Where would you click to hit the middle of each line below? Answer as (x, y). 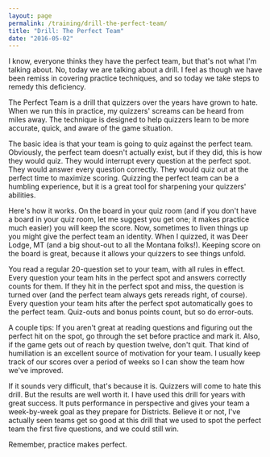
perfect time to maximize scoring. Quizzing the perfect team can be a (124, 178)
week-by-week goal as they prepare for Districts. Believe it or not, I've (125, 412)
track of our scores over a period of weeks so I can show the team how (127, 362)
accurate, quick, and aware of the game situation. (91, 128)
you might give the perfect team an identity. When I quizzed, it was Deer (128, 237)
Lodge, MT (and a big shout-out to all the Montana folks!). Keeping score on (134, 245)
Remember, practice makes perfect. (68, 445)
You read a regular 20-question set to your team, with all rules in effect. (127, 269)
